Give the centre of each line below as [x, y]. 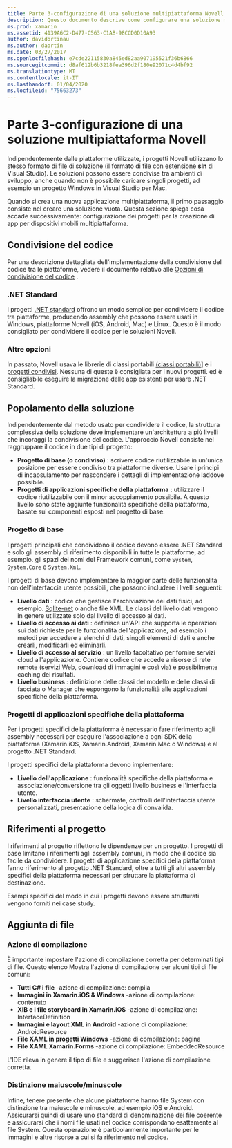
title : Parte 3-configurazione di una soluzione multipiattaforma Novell [116, 13]
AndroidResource [42, 1032]
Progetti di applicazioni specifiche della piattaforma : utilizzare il [111, 490]
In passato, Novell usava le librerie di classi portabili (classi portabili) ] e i [109, 364]
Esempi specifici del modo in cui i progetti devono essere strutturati [103, 896]
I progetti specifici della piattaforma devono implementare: [90, 764]
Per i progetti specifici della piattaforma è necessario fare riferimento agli [111, 729]
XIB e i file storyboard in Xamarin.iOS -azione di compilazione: [107, 1010]
